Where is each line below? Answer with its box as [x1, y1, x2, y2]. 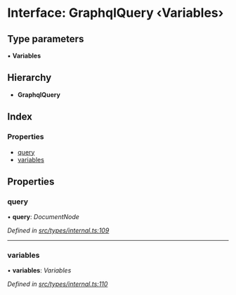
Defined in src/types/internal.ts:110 [7, 280, 108, 289]
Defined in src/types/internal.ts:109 [7, 226, 110, 235]
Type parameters [7, 33, 84, 45]
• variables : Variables [7, 266, 72, 275]
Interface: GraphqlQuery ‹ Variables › [7, 5, 224, 21]
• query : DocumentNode [7, 213, 79, 221]
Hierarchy [7, 72, 52, 84]
